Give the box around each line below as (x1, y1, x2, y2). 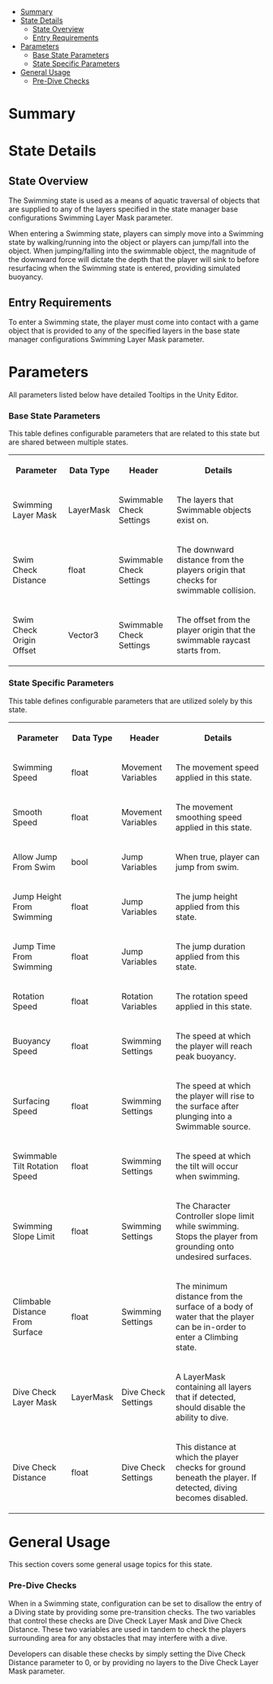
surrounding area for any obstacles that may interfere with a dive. (8, 1633, 227, 1642)
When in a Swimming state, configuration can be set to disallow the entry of (8, 1599, 262, 1608)
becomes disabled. (175, 1492, 249, 1503)
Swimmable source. (175, 1121, 251, 1132)
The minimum (175, 1280, 227, 1292)
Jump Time (12, 940, 56, 951)
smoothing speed (175, 811, 242, 823)
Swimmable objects (176, 505, 252, 516)
